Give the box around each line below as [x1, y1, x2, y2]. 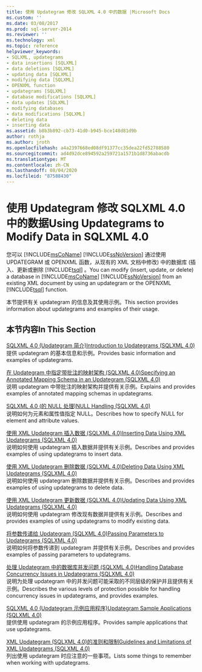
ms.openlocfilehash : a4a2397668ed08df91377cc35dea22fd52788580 [6, 144, 170, 151]
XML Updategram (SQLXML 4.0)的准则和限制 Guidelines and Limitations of [6, 638, 192, 645]
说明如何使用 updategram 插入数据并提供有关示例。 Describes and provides [6, 443, 195, 451]
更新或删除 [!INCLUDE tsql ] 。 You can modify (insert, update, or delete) [16, 266, 194, 273]
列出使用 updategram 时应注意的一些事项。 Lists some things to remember [6, 652, 192, 659]
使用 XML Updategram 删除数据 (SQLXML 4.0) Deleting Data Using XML [6, 462, 185, 470]
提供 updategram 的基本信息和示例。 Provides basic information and [6, 349, 176, 356]
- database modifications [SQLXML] [6, 94, 96, 100]
